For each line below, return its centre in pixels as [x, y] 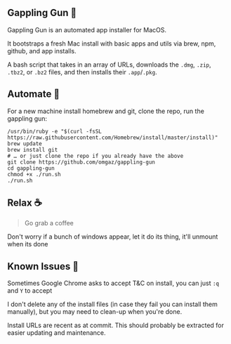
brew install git [33, 150]
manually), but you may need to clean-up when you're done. [95, 312]
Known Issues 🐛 [43, 266]
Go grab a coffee [49, 223]
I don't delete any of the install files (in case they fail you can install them [112, 304]
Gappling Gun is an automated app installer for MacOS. [87, 29]
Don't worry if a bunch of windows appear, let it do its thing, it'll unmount [113, 237]
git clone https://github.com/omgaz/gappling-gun [81, 162]
